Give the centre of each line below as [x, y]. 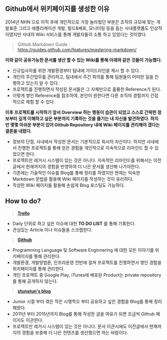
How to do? [23, 201]
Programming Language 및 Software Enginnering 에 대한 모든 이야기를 [83, 250]
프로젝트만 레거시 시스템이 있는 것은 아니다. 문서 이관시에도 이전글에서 [80, 326]
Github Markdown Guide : [44, 44]
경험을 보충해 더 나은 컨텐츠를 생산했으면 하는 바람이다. [75, 333]
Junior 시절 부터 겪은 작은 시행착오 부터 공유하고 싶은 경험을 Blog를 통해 [83, 301]
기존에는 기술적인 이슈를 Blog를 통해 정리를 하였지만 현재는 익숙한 [76, 172]
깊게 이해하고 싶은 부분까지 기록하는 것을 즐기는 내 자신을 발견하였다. [84, 118]
